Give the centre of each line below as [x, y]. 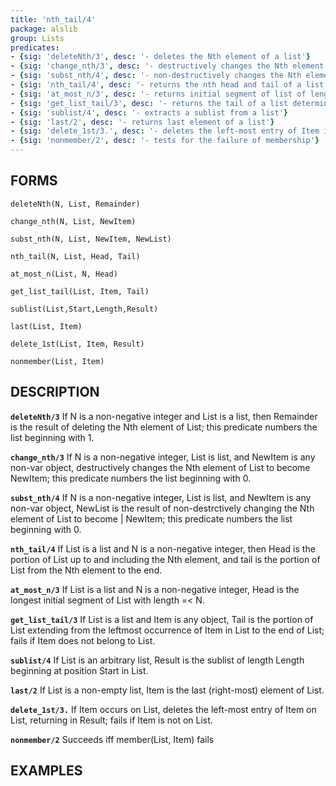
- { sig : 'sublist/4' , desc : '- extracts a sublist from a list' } [149, 112]
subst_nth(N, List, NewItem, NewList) [91, 239]
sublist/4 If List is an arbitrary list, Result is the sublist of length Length [157, 660]
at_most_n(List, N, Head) [64, 274]
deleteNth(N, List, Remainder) [75, 204]
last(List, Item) [46, 326]
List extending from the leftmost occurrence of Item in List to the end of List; [167, 630]
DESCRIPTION [55, 392]
